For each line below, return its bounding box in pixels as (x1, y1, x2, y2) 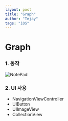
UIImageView (12, 106, 39, 112)
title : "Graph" (5, 12, 36, 17)
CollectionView (12, 112, 43, 118)
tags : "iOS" (5, 20, 29, 26)
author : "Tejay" (5, 16, 38, 21)
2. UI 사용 (5, 84, 27, 91)
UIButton (12, 101, 30, 107)
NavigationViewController (12, 96, 64, 102)
